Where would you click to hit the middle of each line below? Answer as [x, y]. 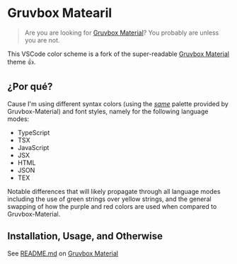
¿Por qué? [30, 87]
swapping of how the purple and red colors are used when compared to [112, 206]
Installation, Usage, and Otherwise [85, 236]
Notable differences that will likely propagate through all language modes [114, 191]
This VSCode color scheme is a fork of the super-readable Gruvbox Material [118, 54]
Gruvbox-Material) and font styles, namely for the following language [108, 111]
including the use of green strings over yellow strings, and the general [109, 199]
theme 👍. [22, 62]
